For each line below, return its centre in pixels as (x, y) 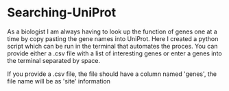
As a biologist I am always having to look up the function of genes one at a (112, 31)
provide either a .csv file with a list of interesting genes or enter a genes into (114, 53)
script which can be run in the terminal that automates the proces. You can (112, 46)
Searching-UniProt (62, 13)
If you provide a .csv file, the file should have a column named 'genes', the (112, 74)
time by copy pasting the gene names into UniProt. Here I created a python (113, 38)
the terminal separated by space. (54, 60)
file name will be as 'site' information (59, 81)
